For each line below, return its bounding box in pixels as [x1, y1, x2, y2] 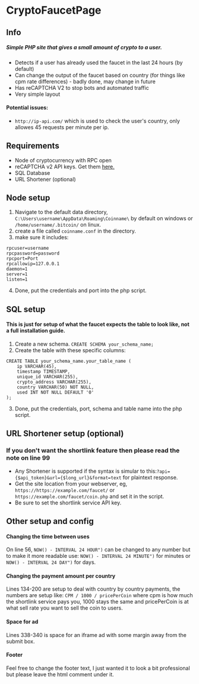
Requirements [6, 141, 59, 151]
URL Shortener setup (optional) [6, 429, 124, 439]
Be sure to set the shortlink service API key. [14, 499, 122, 506]
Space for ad [6, 618, 39, 625]
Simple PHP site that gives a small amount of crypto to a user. [6, 44, 162, 51]
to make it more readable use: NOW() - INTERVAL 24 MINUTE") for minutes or [6, 553, 191, 560]
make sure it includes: [14, 234, 69, 241]
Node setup [6, 193, 50, 203]
